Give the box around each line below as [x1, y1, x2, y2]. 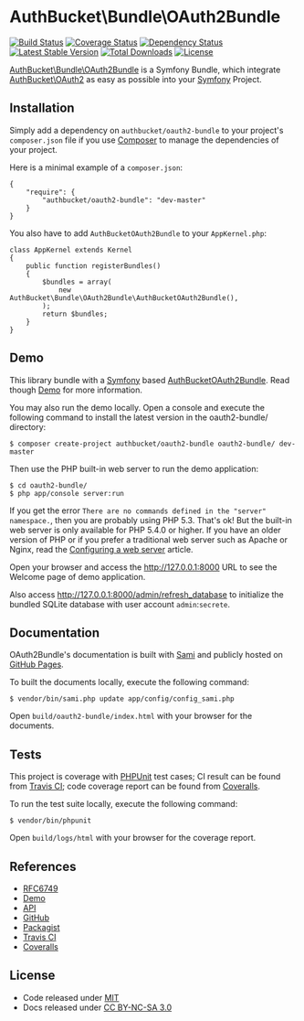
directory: [9, 421, 47, 432]
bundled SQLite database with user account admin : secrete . [9, 598, 231, 609]
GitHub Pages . [9, 659, 64, 670]
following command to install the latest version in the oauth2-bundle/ [9, 412, 268, 423]
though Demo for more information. [9, 384, 143, 395]
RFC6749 [22, 883, 58, 894]
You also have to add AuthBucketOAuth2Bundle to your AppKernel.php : [9, 227, 267, 239]
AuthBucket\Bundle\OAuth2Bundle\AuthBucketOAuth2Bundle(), [9, 293, 239, 303]
